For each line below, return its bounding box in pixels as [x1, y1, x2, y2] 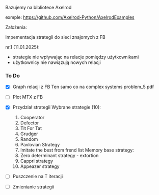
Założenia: [5, 24, 27, 30]
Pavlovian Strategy [20, 142, 60, 148]
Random [20, 136, 38, 142]
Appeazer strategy [20, 163, 60, 169]
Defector [20, 120, 39, 126]
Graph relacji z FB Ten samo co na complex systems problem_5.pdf [12, 84, 154, 90]
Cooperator [20, 115, 45, 121]
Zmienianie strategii [12, 184, 55, 190]
